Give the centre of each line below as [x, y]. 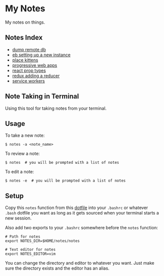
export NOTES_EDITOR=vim [30, 254]
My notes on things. [25, 22]
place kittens [25, 60]
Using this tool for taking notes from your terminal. [56, 108]
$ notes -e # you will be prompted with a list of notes [65, 181]
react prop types [29, 70]
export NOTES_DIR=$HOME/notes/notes [42, 241]
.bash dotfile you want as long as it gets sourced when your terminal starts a [82, 213]
